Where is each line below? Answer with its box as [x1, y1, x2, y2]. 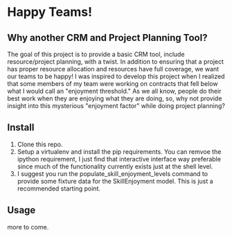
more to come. [7, 222, 49, 231]
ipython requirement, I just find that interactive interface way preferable [17, 155, 222, 163]
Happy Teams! [7, 4, 92, 20]
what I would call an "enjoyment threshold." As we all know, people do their [7, 87, 222, 95]
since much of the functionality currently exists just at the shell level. [17, 162, 213, 170]
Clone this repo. [17, 140, 63, 148]
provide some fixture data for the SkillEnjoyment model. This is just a [17, 177, 213, 185]
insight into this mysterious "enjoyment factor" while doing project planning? [7, 102, 225, 109]
